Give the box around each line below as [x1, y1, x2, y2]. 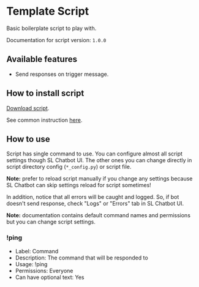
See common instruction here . [6, 116, 83, 124]
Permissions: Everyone [15, 267, 73, 274]
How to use [6, 133, 50, 144]
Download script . [6, 104, 50, 111]
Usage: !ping [15, 260, 48, 267]
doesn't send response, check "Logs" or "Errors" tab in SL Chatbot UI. [6, 200, 184, 207]
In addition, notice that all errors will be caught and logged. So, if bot [6, 193, 179, 201]
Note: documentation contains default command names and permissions [6, 212, 191, 219]
